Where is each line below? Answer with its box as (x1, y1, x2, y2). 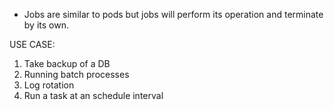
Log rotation (23, 79, 75, 91)
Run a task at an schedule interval (23, 90, 164, 101)
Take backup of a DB (23, 58, 111, 69)
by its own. (23, 19, 69, 31)
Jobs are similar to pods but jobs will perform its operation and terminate (23, 9, 324, 20)
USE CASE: (9, 39, 56, 50)
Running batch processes (23, 69, 130, 80)
